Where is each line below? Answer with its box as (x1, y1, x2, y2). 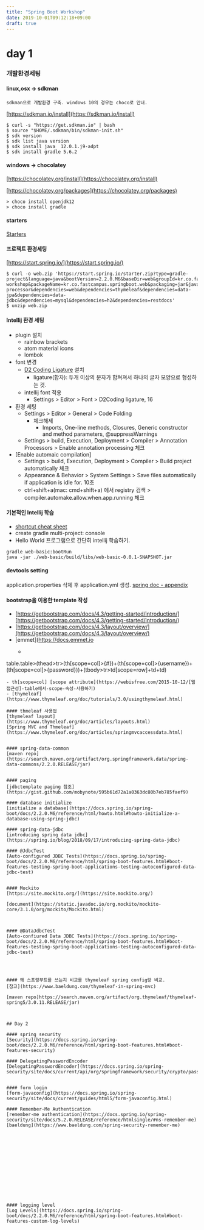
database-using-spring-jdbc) (6, 816, 80, 822)
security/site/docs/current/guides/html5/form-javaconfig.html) (6, 1095, 172, 1102)
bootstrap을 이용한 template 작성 (6, 596, 88, 603)
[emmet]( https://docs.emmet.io (15, 636, 94, 644)
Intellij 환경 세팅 (6, 316, 44, 324)
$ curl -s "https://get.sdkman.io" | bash (6, 122, 115, 128)
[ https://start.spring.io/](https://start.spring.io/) (6, 259, 124, 266)
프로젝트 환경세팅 (6, 245, 47, 252)
